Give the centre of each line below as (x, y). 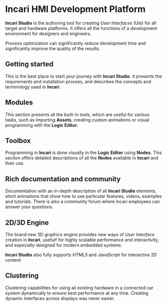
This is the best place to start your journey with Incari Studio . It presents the (83, 76)
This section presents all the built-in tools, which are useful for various (78, 114)
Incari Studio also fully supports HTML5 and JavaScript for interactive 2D (81, 255)
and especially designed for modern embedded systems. (64, 245)
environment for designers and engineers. (48, 33)
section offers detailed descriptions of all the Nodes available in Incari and (82, 158)
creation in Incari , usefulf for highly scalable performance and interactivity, (82, 240)
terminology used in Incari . (33, 87)
